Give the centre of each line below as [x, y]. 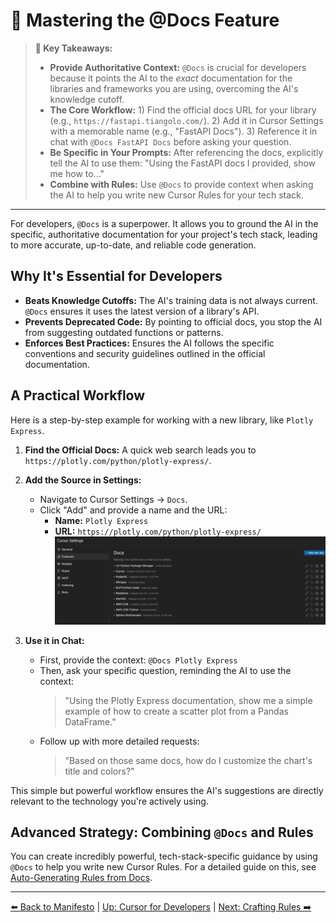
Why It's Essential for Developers [116, 276]
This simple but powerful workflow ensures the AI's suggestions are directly [167, 790]
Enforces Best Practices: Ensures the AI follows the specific [149, 343]
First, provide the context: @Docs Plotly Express [138, 660]
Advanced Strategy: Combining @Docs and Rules [162, 832]
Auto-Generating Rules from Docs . [81, 878]
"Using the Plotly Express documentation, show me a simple [188, 700]
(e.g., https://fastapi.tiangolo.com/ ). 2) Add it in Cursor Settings [186, 120]
